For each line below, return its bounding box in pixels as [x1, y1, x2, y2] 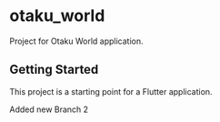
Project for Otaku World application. [9, 36, 144, 46]
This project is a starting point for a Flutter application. [9, 86, 213, 97]
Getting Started [9, 62, 99, 77]
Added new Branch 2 [9, 104, 89, 115]
